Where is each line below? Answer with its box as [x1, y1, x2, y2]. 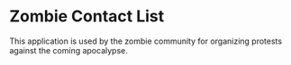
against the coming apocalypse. [9, 45, 128, 55]
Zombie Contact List [9, 6, 165, 27]
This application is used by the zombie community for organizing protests [9, 36, 282, 46]
